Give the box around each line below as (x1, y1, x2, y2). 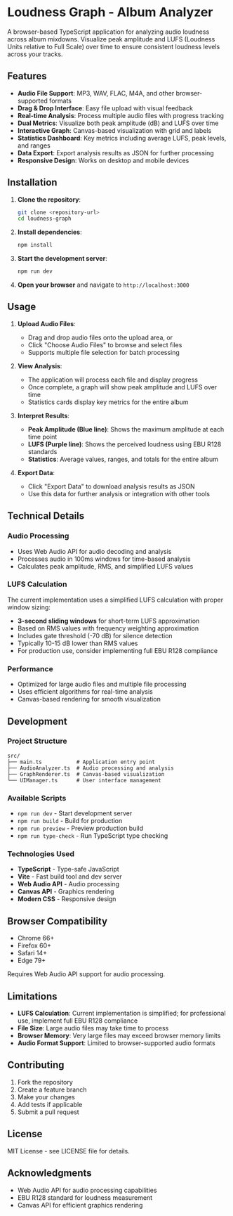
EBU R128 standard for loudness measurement (17, 1193, 153, 1202)
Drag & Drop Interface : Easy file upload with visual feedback (17, 103, 193, 112)
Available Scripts (7, 793, 67, 803)
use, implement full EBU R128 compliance (17, 1016, 138, 1025)
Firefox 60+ (17, 941, 51, 950)
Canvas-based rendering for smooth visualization (17, 695, 161, 704)
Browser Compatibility (7, 915, 107, 927)
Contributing (7, 1059, 65, 1071)
